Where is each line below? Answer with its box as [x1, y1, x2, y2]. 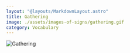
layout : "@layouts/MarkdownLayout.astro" [6, 8, 109, 14]
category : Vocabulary [6, 24, 59, 31]
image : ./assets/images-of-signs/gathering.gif [6, 19, 125, 25]
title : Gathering [6, 14, 49, 20]
